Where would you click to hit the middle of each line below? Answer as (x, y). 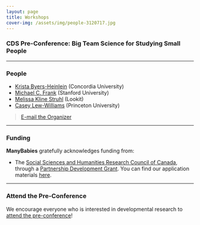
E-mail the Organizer (46, 117)
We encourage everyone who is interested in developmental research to (94, 209)
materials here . (33, 175)
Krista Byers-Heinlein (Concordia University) (69, 86)
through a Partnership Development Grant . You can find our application (102, 169)
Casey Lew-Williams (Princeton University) (67, 105)
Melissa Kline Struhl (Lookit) (49, 99)
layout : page (22, 12)
